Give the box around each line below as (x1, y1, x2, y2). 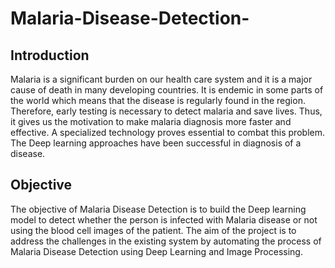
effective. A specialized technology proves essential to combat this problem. (10, 127, 325, 138)
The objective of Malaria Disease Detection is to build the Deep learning (10, 203, 307, 215)
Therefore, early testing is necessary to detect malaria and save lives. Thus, (10, 105, 323, 117)
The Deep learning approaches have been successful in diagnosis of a (10, 137, 302, 149)
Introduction (10, 47, 90, 64)
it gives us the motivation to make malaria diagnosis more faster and (10, 116, 292, 127)
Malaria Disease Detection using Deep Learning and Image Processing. (10, 245, 303, 257)
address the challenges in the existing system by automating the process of (10, 235, 322, 247)
